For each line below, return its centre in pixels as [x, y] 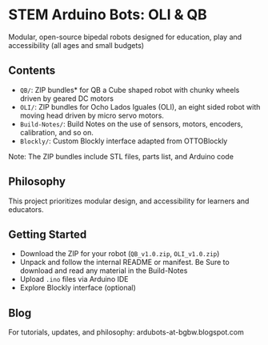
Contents [32, 71]
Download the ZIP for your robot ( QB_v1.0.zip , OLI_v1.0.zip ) [120, 254]
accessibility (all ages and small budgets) [76, 45]
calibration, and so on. [56, 132]
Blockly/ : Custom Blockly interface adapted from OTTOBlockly [124, 141]
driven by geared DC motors [67, 98]
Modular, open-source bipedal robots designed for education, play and [125, 37]
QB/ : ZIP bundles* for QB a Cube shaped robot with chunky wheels [130, 90]
